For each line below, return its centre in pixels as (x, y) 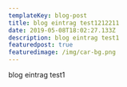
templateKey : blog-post (48, 15)
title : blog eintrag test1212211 (64, 23)
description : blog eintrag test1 (64, 38)
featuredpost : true (41, 45)
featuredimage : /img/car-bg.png (62, 52)
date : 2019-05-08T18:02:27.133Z (62, 30)
